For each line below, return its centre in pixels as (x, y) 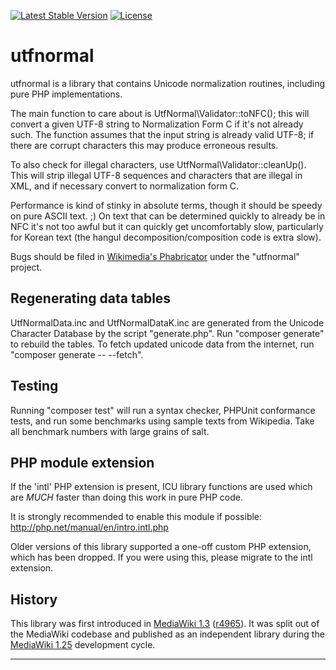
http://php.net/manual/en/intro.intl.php (89, 527)
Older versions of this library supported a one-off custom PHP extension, (161, 547)
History (34, 599)
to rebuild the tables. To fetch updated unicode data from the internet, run (162, 344)
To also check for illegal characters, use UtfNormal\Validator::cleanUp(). (158, 164)
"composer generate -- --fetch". (77, 354)
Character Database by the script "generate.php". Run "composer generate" (167, 333)
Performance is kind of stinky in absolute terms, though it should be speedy (166, 205)
